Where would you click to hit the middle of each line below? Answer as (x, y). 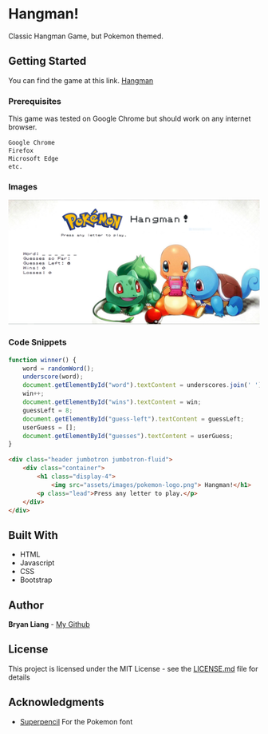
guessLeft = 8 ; (48, 410)
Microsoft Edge (33, 159)
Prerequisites (35, 101)
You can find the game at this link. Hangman (81, 80)
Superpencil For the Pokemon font (76, 721)
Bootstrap (36, 580)
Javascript (37, 563)
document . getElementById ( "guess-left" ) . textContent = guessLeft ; (134, 419)
